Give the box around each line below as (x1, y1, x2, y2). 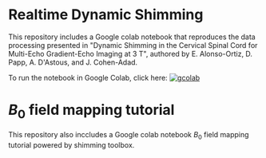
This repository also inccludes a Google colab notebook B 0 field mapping (8, 130, 249, 141)
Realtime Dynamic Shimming (8, 6, 204, 24)
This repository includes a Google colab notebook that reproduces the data (8, 32, 256, 41)
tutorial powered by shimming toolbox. (8, 140, 135, 150)
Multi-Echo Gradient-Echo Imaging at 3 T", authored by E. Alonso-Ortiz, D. (8, 49, 253, 58)
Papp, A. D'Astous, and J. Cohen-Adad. (8, 57, 138, 67)
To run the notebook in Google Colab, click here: (8, 73, 168, 82)
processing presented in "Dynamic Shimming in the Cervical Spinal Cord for (8, 40, 258, 49)
